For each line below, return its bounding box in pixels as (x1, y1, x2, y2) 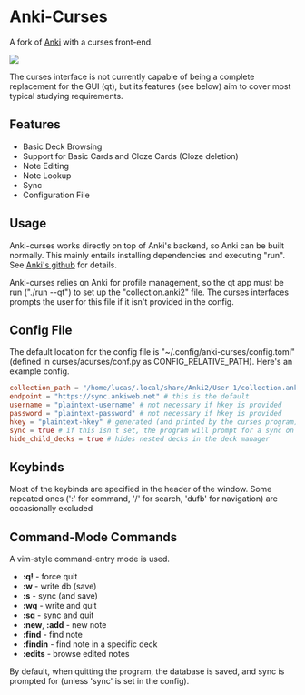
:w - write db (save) (22, 580, 97, 592)
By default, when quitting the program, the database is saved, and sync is (9, 666, 285, 677)
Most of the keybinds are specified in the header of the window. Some (9, 484, 272, 495)
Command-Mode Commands (9, 529, 178, 545)
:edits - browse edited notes (22, 649, 130, 660)
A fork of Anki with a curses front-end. (9, 36, 153, 47)
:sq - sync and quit (22, 609, 94, 620)
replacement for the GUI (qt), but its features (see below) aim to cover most (9, 80, 291, 92)
